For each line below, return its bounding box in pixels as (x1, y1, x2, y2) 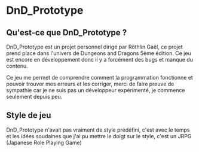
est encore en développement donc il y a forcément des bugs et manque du (6, 56, 193, 63)
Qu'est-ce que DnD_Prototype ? (6, 28, 127, 38)
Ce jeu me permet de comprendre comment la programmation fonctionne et (6, 74, 193, 81)
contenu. (6, 62, 28, 69)
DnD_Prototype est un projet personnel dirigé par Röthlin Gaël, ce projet (6, 43, 183, 50)
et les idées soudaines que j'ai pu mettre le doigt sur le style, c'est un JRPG (6, 132, 192, 139)
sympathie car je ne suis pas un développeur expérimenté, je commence (6, 87, 185, 93)
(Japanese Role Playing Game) (6, 139, 82, 146)
